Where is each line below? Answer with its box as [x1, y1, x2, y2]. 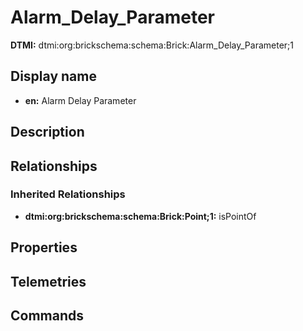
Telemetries [10, 273, 87, 290]
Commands [10, 307, 85, 324]
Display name [10, 68, 97, 85]
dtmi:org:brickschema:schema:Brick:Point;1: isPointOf [24, 210, 257, 222]
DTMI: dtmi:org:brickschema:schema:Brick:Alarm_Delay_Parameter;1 [10, 39, 295, 51]
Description [10, 124, 85, 141]
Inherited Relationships [10, 187, 126, 201]
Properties [10, 239, 78, 256]
